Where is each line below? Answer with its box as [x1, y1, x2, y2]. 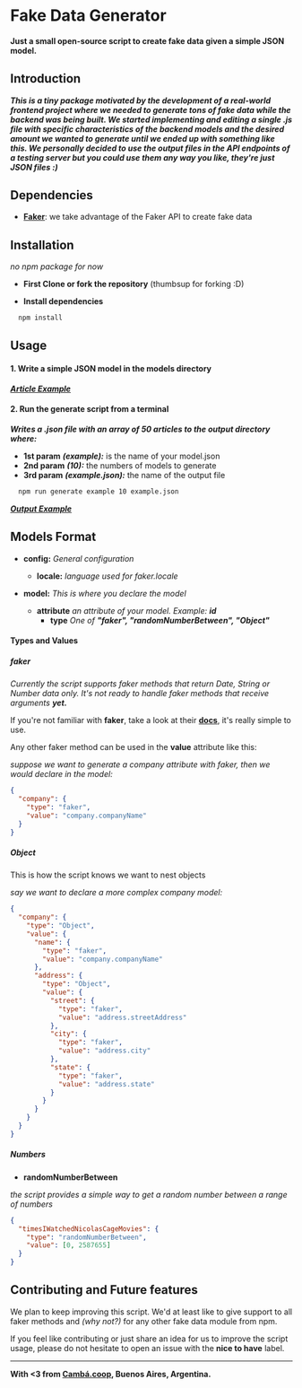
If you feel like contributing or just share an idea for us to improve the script [10, 1333, 289, 1344]
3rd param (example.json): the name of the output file [22, 469, 226, 480]
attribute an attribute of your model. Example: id [36, 605, 217, 615]
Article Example [10, 383, 71, 394]
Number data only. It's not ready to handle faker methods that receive [10, 688, 270, 699]
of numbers [10, 1199, 53, 1209]
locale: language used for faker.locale [36, 571, 178, 581]
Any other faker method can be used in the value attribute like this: [10, 742, 258, 753]
